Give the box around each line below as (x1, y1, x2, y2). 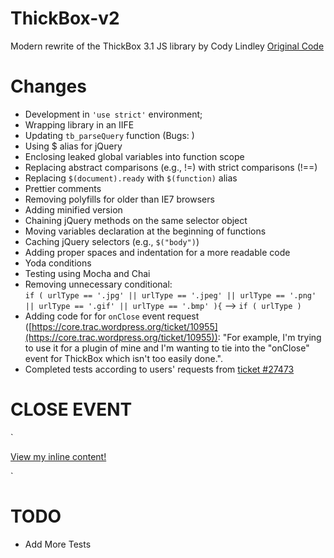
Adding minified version (24, 203, 123, 216)
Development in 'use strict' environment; (24, 108, 203, 120)
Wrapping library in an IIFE (24, 118, 135, 131)
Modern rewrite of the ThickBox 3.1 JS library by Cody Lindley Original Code (10, 40, 325, 52)
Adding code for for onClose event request (24, 310, 200, 322)
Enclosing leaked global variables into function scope (24, 150, 245, 162)
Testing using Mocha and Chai (24, 267, 151, 279)
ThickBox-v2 (10, 7, 120, 30)
